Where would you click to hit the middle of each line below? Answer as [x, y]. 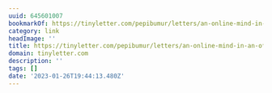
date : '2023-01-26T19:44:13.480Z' [67, 76]
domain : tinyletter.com [49, 53]
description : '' [36, 61]
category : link [34, 31]
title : [19, 46]
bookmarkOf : [28, 23]
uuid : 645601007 [36, 16]
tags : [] [23, 69]
